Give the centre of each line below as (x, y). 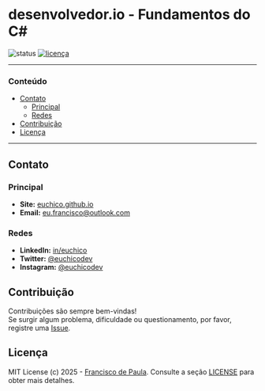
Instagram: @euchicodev (61, 268)
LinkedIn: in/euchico (53, 250)
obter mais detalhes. (41, 380)
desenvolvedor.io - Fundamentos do (129, 15)
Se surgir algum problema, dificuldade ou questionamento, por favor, (120, 320)
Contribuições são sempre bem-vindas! (73, 311)
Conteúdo (28, 81)
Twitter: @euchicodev (56, 259)
